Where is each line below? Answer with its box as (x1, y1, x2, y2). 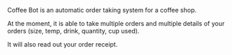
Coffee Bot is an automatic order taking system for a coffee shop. (7, 6, 197, 14)
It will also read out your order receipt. (7, 40, 118, 48)
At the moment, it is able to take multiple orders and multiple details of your (7, 19, 225, 27)
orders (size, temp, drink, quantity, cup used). (7, 27, 140, 35)
